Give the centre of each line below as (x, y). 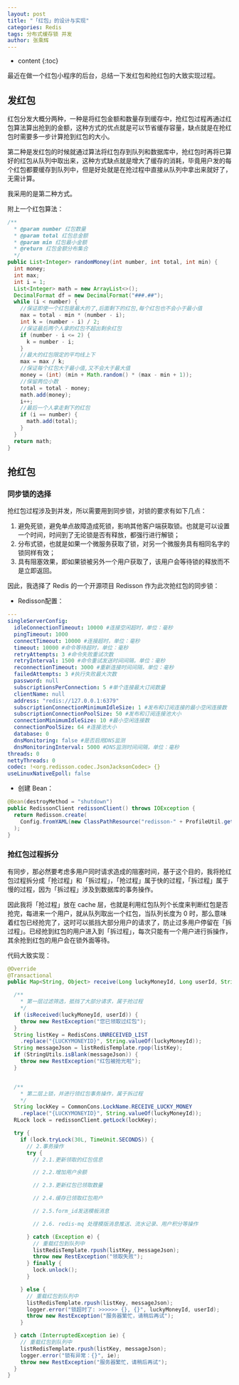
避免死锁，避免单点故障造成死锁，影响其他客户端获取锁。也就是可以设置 (123, 526)
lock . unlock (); (55, 1270)
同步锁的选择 (30, 494)
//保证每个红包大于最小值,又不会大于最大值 (75, 368)
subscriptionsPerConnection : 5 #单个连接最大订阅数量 (90, 687)
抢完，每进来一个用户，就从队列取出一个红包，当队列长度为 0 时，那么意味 (117, 913)
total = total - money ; (55, 388)
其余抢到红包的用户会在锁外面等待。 (60, 940)
